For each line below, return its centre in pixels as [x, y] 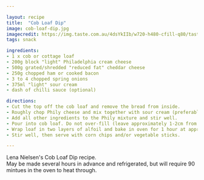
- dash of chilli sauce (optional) [51, 90]
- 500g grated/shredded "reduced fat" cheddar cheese [76, 67]
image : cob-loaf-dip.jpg [38, 28]
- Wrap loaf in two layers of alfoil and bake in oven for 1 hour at [96, 129]
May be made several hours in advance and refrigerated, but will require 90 [101, 164]
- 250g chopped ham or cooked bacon [53, 73]
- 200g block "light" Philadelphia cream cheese [69, 62]
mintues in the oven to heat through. [52, 170]
